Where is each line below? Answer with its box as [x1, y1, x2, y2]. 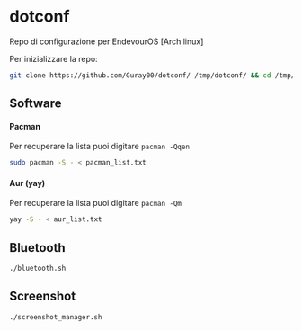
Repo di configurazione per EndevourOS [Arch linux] [9, 36, 204, 47]
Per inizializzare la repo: [9, 53, 98, 64]
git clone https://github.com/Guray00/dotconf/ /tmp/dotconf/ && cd [9, 70, 271, 80]
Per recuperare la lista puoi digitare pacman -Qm [9, 198, 182, 209]
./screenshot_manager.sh [9, 312, 102, 321]
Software [9, 96, 62, 112]
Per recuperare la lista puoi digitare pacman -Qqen [9, 141, 191, 152]
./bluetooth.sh [9, 264, 67, 273]
